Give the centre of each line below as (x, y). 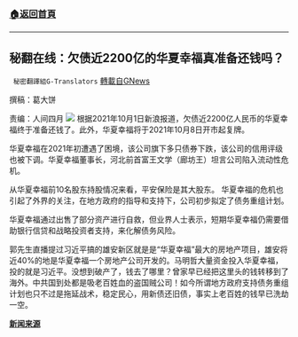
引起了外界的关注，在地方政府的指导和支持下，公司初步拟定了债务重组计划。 (149, 200)
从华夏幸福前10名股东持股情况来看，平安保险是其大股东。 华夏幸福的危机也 (146, 190)
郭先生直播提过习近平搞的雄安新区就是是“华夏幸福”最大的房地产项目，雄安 (145, 249)
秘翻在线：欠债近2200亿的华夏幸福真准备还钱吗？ (147, 58)
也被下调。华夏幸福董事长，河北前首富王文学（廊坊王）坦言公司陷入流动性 (145, 160)
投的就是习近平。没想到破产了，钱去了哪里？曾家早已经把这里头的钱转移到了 (149, 271)
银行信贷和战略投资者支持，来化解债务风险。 (98, 231)
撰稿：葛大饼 (32, 100)
